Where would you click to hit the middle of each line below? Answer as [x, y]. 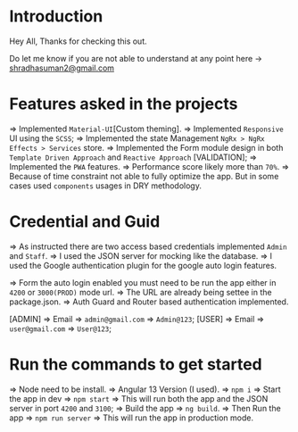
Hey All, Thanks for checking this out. [78, 41]
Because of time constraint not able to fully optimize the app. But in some [144, 176]
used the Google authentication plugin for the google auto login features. [143, 265]
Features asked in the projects [124, 104]
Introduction [56, 17]
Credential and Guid [85, 222]
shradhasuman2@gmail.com [62, 68]
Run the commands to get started [136, 364]
